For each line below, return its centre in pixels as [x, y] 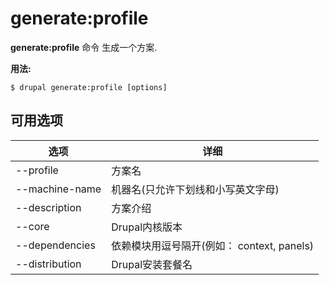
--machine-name [58, 189]
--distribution [48, 264]
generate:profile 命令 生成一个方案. [84, 47]
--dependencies [55, 245]
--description [48, 207]
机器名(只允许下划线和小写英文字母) [195, 189]
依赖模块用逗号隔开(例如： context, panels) [213, 245]
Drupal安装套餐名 [152, 264]
